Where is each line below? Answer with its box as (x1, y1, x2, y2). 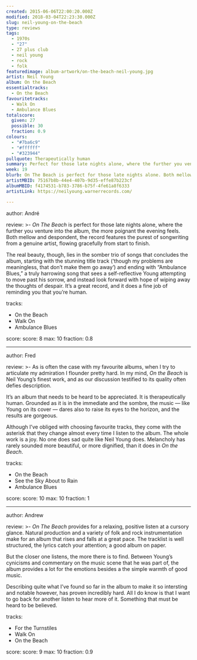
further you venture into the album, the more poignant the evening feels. (6, 227, 181, 234)
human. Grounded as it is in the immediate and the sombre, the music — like (6, 399, 191, 406)
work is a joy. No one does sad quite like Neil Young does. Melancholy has (6, 436, 186, 443)
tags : (6, 30, 19, 36)
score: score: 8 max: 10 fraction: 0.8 (6, 335, 93, 342)
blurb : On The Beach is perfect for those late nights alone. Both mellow (6, 172, 193, 178)
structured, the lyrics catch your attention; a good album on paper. (6, 542, 167, 549)
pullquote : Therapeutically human (6, 156, 91, 162)
